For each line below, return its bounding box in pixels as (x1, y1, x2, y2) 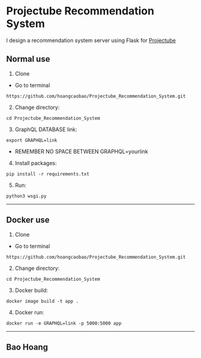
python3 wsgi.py (6, 193, 47, 199)
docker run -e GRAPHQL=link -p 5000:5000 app (6, 320, 121, 326)
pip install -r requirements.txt (6, 171, 90, 177)
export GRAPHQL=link (6, 137, 58, 143)
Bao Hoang (6, 342, 48, 352)
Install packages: (14, 159, 57, 166)
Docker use (6, 215, 50, 225)
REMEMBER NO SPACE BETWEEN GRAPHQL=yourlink (14, 148, 148, 155)
